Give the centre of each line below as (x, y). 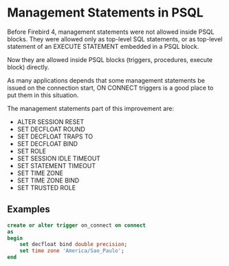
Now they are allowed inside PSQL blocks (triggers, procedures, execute (110, 59)
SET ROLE (32, 151)
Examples (29, 209)
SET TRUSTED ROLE (46, 187)
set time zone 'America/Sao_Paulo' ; (72, 251)
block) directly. (28, 67)
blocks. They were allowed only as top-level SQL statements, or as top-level (115, 39)
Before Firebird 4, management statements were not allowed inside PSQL (111, 32)
